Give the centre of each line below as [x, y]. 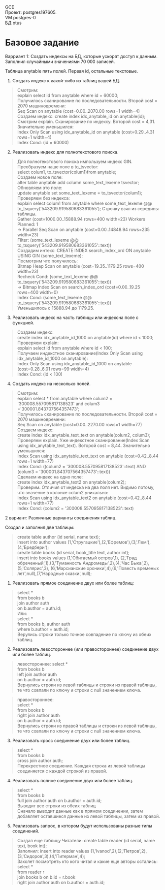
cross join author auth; [40, 761]
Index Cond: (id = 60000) [43, 142]
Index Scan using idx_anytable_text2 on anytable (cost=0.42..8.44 [84, 498]
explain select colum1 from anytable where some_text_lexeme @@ [84, 203]
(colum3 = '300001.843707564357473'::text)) [64, 472]
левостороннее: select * [42, 664]
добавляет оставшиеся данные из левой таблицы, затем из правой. [88, 816]
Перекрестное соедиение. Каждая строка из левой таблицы [81, 765]
